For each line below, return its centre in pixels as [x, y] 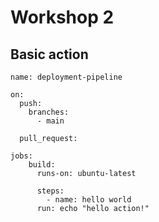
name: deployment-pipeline [66, 77]
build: [42, 165]
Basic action [49, 54]
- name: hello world [89, 200]
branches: [49, 112]
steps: [50, 191]
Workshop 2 [62, 17]
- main [50, 121]
